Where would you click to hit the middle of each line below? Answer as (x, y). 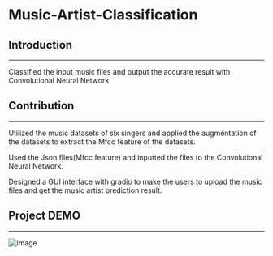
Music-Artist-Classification (103, 15)
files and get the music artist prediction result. (85, 190)
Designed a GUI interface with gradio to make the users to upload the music (135, 181)
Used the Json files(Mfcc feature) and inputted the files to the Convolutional (136, 157)
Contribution (41, 106)
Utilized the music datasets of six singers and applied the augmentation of (133, 133)
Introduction (41, 45)
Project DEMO (45, 216)
